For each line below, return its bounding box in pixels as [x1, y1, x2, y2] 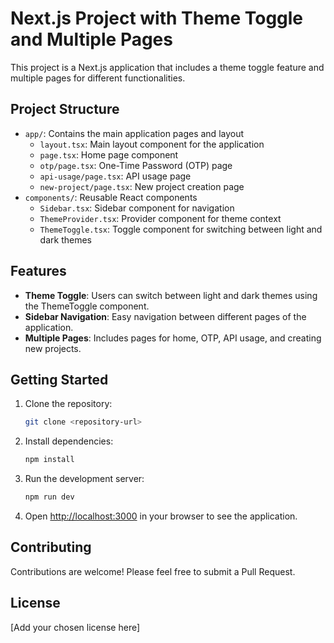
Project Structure [10, 101, 120, 118]
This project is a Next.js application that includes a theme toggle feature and [10, 61, 325, 73]
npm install [24, 455, 75, 465]
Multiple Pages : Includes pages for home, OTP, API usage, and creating [24, 332, 322, 344]
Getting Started [10, 371, 109, 388]
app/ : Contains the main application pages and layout [24, 127, 245, 139]
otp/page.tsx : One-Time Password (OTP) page [39, 159, 233, 171]
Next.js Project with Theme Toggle [10, 7, 304, 30]
